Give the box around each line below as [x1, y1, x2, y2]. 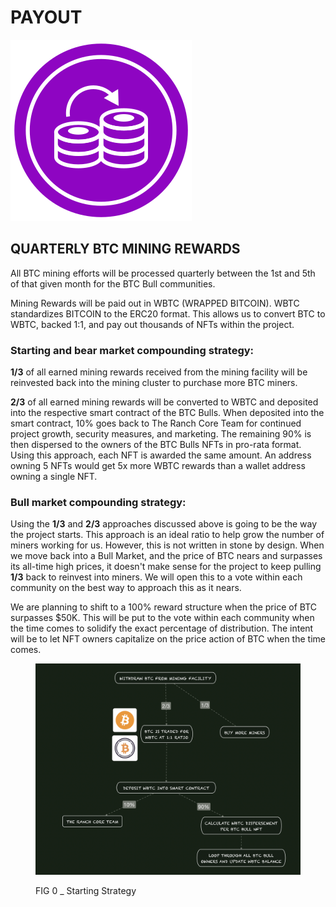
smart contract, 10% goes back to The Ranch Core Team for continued [10, 417, 302, 430]
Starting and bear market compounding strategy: [10, 343, 255, 357]
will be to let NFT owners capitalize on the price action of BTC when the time [10, 633, 326, 645]
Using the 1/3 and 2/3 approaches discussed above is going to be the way [10, 518, 318, 530]
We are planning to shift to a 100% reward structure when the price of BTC [10, 601, 317, 613]
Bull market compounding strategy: [10, 495, 187, 509]
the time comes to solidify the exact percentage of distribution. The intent [10, 622, 314, 635]
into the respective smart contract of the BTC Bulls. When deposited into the [10, 407, 325, 419]
